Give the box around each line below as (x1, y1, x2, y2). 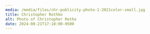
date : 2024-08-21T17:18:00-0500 (5, 21, 74, 26)
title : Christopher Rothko (5, 12, 63, 17)
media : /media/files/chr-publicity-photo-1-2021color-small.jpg (5, 7, 145, 12)
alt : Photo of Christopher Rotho (5, 16, 77, 21)
